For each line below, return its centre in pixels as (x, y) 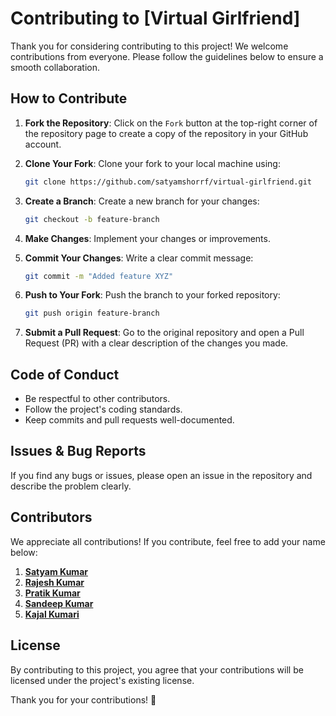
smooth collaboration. (55, 67)
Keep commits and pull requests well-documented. (129, 420)
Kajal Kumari (52, 614)
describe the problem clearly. (71, 486)
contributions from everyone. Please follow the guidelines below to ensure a (167, 56)
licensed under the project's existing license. (102, 680)
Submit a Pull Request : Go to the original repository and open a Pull (164, 333)
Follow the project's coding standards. (103, 409)
